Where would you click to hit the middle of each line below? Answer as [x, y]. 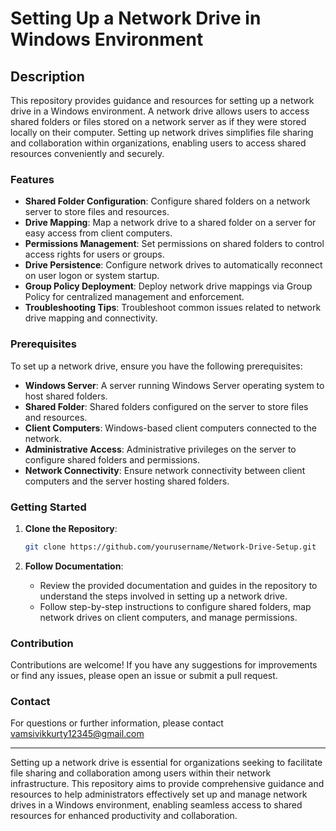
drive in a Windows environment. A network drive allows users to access [160, 111]
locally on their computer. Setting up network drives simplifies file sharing [162, 132]
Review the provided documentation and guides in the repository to [178, 585]
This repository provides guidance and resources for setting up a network [162, 100]
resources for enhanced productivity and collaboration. [124, 816]
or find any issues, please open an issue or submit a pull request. [144, 676]
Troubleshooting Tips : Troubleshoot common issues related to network [173, 308]
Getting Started [48, 507]
